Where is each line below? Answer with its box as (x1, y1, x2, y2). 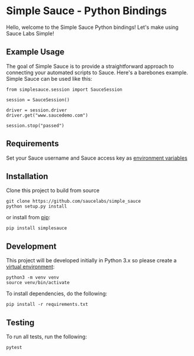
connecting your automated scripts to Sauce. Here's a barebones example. (6, 69, 189, 76)
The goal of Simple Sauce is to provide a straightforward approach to (6, 62, 174, 70)
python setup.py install (6, 203, 67, 210)
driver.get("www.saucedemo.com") (6, 112, 88, 118)
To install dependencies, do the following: (6, 290, 107, 297)
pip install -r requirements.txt (6, 302, 88, 308)
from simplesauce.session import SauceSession (6, 87, 123, 93)
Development (6, 241, 57, 251)
